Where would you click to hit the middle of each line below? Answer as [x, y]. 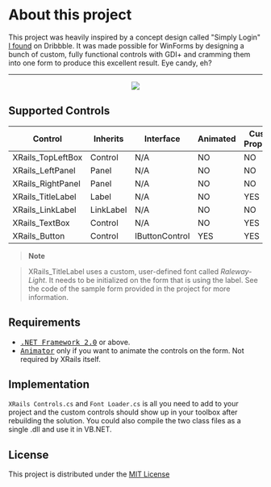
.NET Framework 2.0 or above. [75, 342]
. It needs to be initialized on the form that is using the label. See [151, 280]
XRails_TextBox [41, 223]
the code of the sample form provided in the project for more [129, 289]
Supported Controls [59, 111]
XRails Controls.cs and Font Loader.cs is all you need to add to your [124, 404]
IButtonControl [162, 235]
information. [48, 297]
